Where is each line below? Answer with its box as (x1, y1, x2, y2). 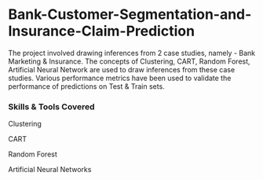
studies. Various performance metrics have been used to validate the (8, 73, 232, 83)
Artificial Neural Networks (8, 165, 92, 174)
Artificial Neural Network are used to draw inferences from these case (8, 64, 236, 74)
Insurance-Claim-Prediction (8, 22, 195, 40)
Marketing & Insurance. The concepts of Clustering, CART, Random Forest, (8, 57, 250, 66)
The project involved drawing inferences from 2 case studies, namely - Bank (8, 48, 256, 57)
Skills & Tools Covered (8, 101, 95, 112)
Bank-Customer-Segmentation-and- (8, 6, 252, 24)
